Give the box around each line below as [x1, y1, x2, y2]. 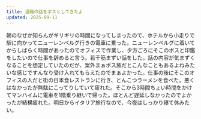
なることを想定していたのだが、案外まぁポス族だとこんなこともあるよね [6, 61, 185, 69]
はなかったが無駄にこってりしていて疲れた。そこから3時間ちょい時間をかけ [6, 84, 193, 91]
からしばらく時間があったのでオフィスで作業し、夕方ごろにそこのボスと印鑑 [6, 46, 196, 54]
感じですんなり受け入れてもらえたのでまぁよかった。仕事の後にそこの [16, 69, 190, 76]
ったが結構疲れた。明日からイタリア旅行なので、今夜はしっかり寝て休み [6, 99, 185, 106]
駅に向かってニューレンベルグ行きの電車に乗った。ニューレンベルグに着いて [6, 39, 195, 46]
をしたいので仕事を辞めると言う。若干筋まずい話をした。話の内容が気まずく [6, 54, 196, 61]
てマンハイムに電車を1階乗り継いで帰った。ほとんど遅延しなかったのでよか [6, 91, 192, 99]
